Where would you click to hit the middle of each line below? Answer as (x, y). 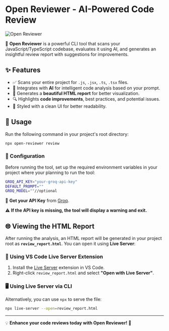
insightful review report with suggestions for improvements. (67, 54)
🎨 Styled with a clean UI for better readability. (60, 106)
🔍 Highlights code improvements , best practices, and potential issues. (86, 99)
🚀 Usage (18, 122)
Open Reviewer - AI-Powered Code (80, 9)
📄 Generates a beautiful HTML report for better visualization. (76, 93)
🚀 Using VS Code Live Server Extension (54, 257)
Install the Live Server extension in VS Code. (58, 268)
